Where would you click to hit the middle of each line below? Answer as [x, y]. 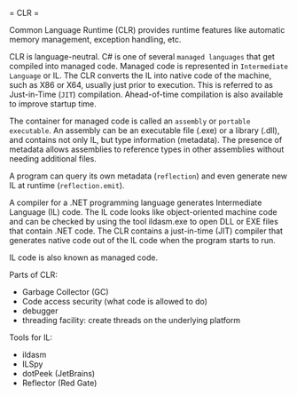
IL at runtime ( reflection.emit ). [67, 185]
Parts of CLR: [33, 275]
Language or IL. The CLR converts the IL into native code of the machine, [141, 75]
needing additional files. [53, 158]
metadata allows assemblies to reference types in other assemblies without [147, 149]
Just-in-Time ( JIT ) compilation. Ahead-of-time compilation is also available [146, 94]
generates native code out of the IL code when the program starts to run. [143, 240]
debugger [40, 311]
